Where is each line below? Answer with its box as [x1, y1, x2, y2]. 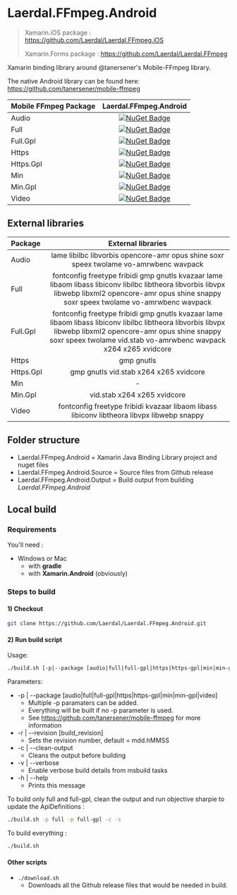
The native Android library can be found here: [7, 76, 140, 85]
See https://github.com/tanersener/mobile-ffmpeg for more [28, 713, 201, 722]
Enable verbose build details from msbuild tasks [28, 766, 168, 775]
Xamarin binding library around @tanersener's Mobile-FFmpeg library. [7, 63, 212, 71]
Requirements [7, 524, 57, 534]
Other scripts [7, 858, 47, 866]
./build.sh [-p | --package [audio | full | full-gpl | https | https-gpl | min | [7, 665, 217, 672]
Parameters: [7, 677, 43, 686]
